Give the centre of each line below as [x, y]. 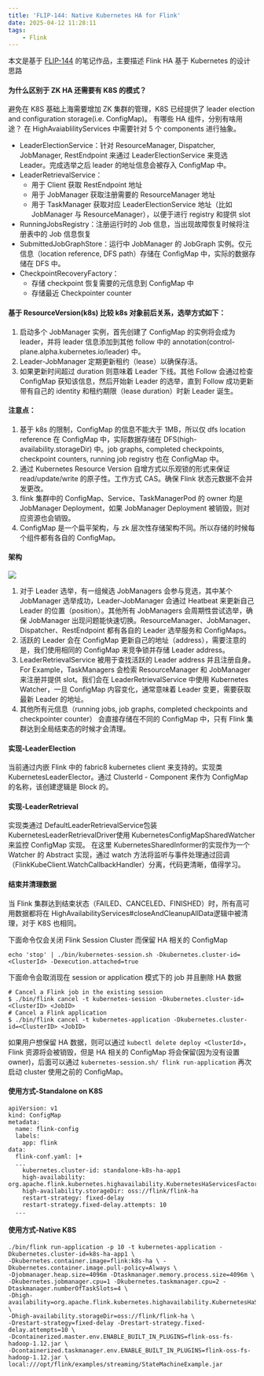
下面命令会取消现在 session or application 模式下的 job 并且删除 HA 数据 [125, 977]
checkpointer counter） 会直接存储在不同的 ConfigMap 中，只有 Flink [132, 719]
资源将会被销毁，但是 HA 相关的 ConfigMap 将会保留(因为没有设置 [132, 1051]
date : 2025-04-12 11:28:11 [52, 23]
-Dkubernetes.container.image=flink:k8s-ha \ [84, 1261]
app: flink [40, 1143]
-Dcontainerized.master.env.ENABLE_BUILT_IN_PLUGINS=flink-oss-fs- [121, 1337]
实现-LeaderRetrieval [43, 806]
